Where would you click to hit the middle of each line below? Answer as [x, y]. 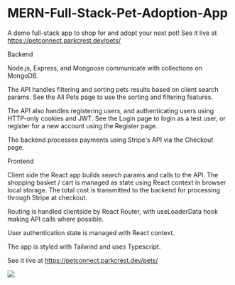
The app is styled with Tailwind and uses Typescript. [84, 247]
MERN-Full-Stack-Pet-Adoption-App [118, 13]
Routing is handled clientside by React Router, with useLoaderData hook [113, 211]
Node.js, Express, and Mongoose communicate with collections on [105, 68]
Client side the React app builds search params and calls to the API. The [113, 175]
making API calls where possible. [56, 219]
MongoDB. [23, 76]
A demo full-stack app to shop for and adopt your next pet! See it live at [112, 33]
